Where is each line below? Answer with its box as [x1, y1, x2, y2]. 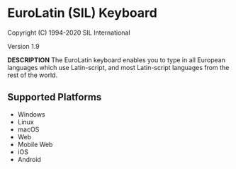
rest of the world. [7, 71, 58, 79]
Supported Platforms [7, 91, 102, 103]
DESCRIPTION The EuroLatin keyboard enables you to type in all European [7, 55, 225, 64]
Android [17, 155, 41, 163]
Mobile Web [17, 140, 53, 148]
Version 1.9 [7, 42, 40, 50]
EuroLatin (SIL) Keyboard [7, 5, 157, 21]
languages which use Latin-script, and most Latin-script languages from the [7, 63, 230, 71]
